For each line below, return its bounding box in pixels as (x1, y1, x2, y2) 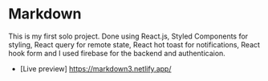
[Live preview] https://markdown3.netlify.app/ (19, 63, 172, 73)
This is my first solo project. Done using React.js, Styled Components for (8, 31, 249, 41)
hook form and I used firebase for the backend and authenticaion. (8, 48, 226, 58)
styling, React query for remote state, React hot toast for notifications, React (8, 39, 261, 49)
